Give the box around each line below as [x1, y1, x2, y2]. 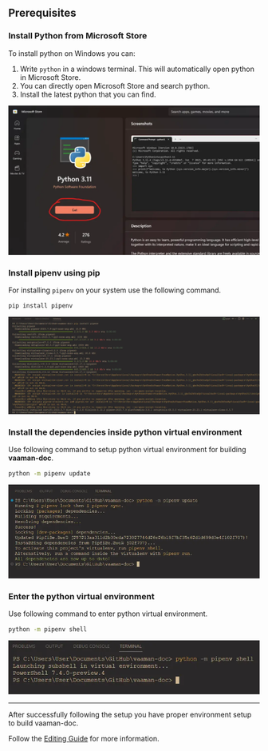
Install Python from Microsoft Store [8, 30, 148, 42]
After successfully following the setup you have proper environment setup [8, 710, 252, 720]
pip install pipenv [8, 302, 73, 310]
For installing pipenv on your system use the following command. [8, 285, 222, 295]
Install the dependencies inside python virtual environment [8, 427, 242, 438]
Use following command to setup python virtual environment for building [8, 445, 246, 455]
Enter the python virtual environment [8, 591, 155, 602]
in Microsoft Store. [19, 72, 81, 82]
